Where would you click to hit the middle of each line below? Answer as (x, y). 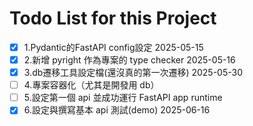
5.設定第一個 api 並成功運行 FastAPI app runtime (123, 98)
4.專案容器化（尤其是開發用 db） (91, 85)
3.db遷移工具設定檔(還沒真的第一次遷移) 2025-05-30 (133, 73)
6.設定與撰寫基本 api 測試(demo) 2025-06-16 (117, 110)
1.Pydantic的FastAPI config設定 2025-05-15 (113, 47)
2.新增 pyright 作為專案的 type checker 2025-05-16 (129, 60)
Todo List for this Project (113, 18)
